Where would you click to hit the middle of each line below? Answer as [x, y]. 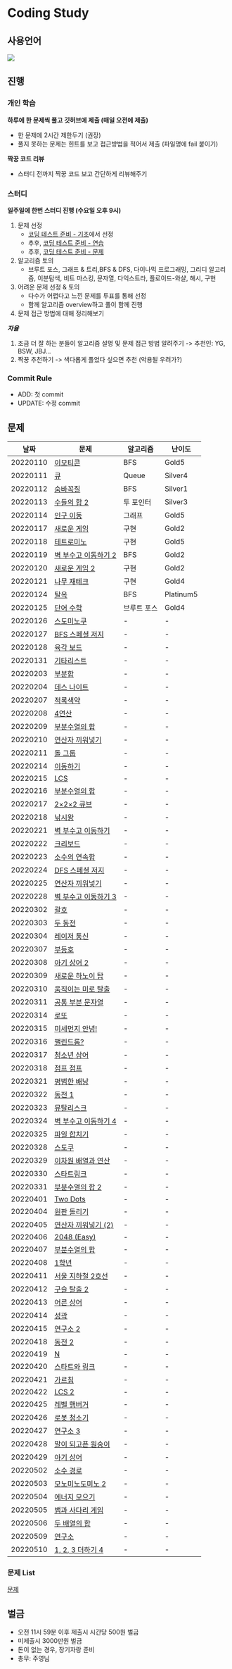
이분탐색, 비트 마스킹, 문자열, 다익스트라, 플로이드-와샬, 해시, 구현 [127, 278]
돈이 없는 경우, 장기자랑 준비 [56, 1650]
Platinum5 [181, 594]
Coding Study [48, 13]
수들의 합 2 [72, 503]
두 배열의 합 [73, 1524]
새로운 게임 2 [75, 568]
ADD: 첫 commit [40, 394]
